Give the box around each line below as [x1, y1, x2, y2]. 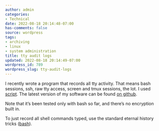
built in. [5, 106, 21, 112]
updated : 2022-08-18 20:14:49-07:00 [5, 58, 80, 63]
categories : [5, 12, 30, 17]
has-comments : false [5, 26, 48, 31]
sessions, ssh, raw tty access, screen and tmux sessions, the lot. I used [5, 86, 151, 91]
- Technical [5, 16, 30, 21]
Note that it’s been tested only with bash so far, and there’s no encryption [5, 101, 154, 106]
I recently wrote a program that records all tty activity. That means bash [5, 81, 151, 87]
